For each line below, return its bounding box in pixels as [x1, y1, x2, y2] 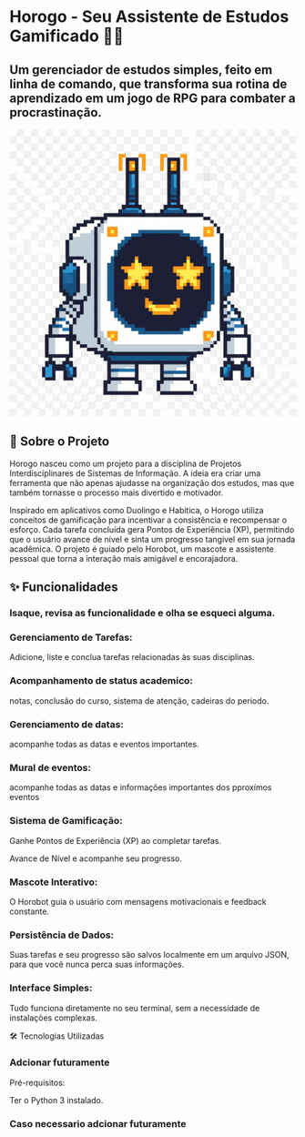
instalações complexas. [9, 1012, 98, 1023]
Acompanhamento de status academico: [9, 675, 194, 687]
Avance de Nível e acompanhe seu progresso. [9, 853, 183, 864]
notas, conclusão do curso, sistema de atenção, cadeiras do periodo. [9, 695, 269, 706]
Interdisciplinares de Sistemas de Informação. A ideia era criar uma [9, 467, 261, 479]
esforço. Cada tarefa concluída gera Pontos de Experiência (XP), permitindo [9, 523, 295, 534]
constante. [9, 906, 50, 917]
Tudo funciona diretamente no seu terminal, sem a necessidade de [9, 1002, 260, 1013]
